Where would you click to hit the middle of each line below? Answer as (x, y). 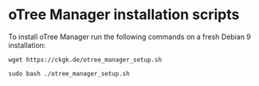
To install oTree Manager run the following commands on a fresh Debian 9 (129, 37)
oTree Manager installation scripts (124, 15)
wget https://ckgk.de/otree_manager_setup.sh (85, 60)
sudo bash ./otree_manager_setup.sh (69, 73)
